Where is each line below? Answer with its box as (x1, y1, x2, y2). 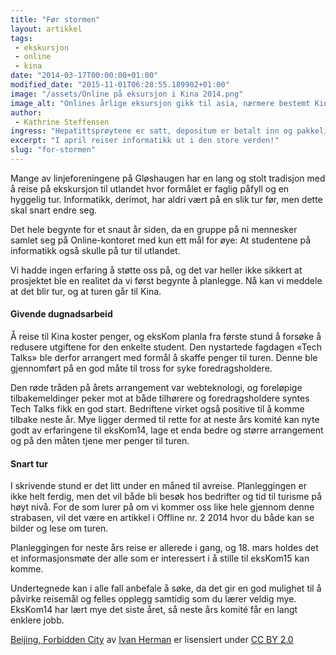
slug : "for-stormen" (10, 145, 97, 155)
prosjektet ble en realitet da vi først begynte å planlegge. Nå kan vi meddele (10, 274, 323, 286)
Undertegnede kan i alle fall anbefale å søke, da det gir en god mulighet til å (10, 582, 322, 595)
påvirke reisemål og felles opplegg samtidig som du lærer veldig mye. (10, 593, 297, 605)
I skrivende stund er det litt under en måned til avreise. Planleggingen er (10, 480, 307, 492)
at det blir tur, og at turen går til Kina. (10, 285, 162, 297)
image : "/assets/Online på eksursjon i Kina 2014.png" (10, 89, 244, 99)
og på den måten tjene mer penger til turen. (10, 435, 190, 447)
